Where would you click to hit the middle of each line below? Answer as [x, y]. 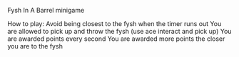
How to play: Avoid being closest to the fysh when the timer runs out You [115, 24]
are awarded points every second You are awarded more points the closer [116, 39]
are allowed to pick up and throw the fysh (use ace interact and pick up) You [119, 31]
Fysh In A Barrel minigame [46, 10]
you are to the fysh [35, 46]
